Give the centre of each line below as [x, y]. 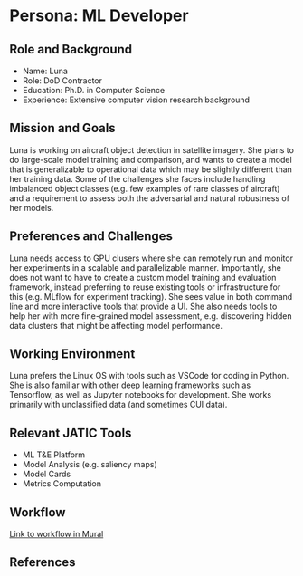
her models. [32, 207]
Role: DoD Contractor [62, 81]
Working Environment [72, 354]
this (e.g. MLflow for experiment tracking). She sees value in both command [151, 296]
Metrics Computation [62, 484]
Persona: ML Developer [99, 16]
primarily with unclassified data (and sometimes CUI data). [118, 405]
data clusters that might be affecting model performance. [116, 325]
